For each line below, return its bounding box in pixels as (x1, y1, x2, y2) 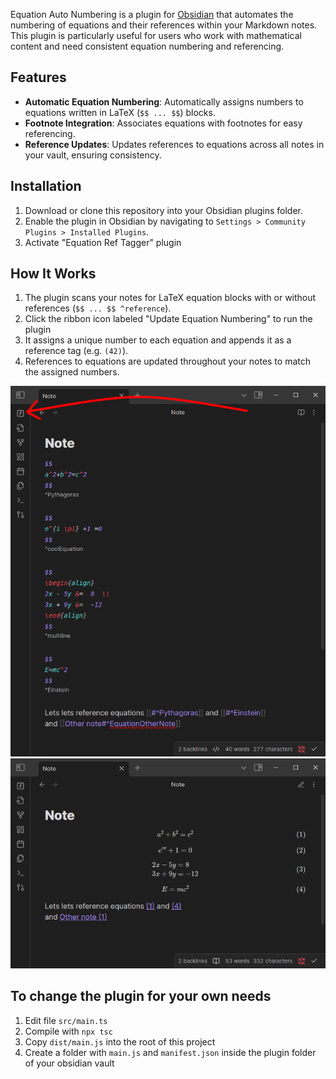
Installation (10, 178, 82, 195)
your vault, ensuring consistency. (24, 149, 162, 161)
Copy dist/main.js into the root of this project (24, 1035, 216, 1048)
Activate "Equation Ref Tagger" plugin (24, 236, 182, 248)
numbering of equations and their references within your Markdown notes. (10, 19, 318, 31)
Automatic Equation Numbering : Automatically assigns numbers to (24, 95, 304, 108)
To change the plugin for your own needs (10, 988, 272, 1005)
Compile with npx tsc (24, 1025, 113, 1037)
